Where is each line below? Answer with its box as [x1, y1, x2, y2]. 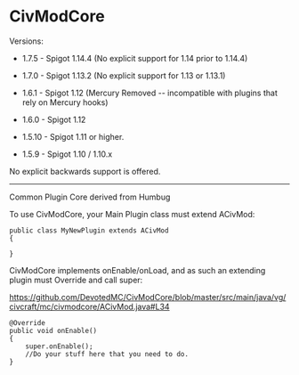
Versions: [9, 36, 44, 46]
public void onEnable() [9, 326, 98, 335]
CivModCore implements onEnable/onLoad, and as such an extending [9, 265, 266, 275]
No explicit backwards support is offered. [9, 166, 161, 176]
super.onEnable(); [25, 341, 93, 351]
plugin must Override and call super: [9, 274, 143, 285]
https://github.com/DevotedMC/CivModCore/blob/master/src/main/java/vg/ [9, 291, 287, 302]
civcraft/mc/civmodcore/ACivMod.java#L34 [9, 301, 171, 312]
